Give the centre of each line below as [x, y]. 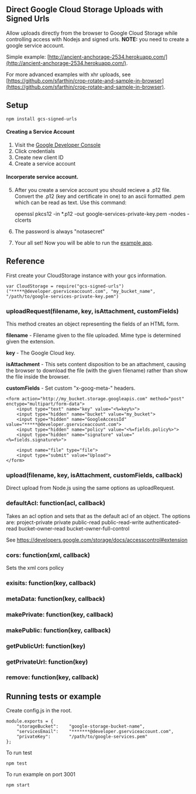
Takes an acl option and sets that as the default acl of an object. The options [98, 516]
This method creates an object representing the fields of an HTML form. [93, 324]
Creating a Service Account [40, 132]
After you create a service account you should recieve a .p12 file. [93, 190]
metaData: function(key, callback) [56, 599]
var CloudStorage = [30, 286]
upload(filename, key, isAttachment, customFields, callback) [94, 475]
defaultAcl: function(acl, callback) [56, 503]
